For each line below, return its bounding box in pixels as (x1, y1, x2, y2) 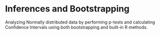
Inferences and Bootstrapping (5, 3, 130, 14)
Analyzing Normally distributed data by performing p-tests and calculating (5, 19, 156, 25)
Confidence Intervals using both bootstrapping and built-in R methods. (5, 24, 148, 30)
